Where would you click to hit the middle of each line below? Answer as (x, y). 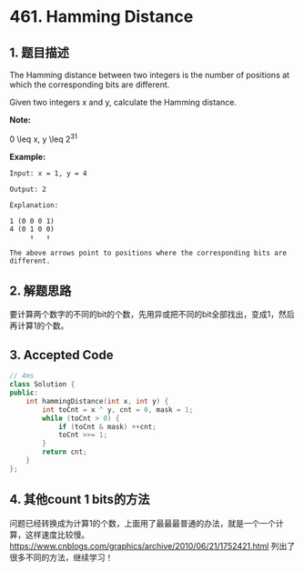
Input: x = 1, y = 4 (49, 173)
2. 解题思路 (41, 291)
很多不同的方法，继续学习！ (61, 557)
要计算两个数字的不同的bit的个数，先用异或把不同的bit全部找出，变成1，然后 (152, 315)
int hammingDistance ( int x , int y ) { (97, 401)
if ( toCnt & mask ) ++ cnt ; (107, 426)
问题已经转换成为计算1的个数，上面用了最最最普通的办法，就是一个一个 (142, 523)
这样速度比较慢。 (57, 535)
